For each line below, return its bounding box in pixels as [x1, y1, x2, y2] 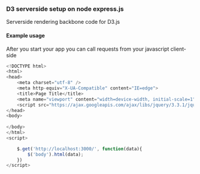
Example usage [6, 32, 45, 39]
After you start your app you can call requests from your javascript [6, 45, 170, 52]
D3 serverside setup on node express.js [6, 5, 124, 13]
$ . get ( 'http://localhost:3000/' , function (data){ [17, 145, 143, 152]
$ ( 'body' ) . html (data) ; [27, 151, 84, 157]
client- [170, 45, 186, 52]
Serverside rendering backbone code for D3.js [6, 18, 120, 26]
